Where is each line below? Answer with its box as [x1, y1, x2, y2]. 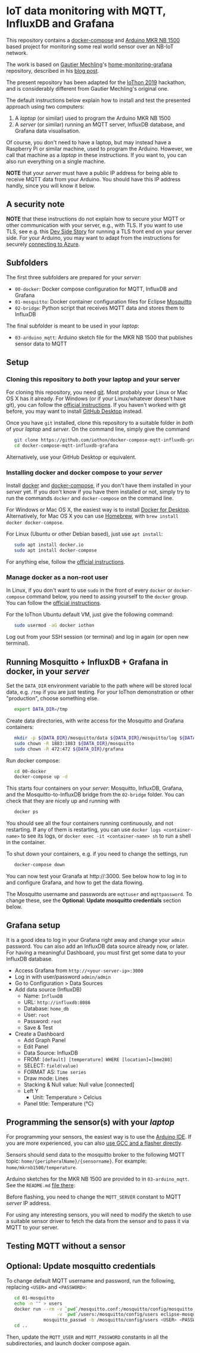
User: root [23, 1011, 49, 1018]
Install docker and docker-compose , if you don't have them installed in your [6, 482, 192, 489]
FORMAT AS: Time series [23, 1068, 87, 1075]
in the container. [6, 839, 46, 846]
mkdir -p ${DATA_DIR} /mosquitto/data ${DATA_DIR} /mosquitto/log [14, 735, 177, 741]
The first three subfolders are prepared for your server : [6, 273, 142, 281]
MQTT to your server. [6, 1224, 59, 1231]
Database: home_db [23, 1005, 70, 1012]
